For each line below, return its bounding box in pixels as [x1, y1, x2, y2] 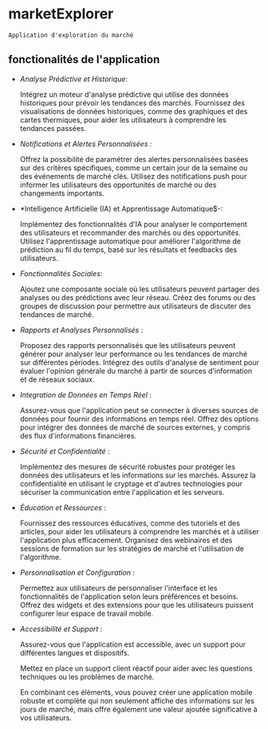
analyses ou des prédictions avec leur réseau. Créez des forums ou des [19, 292, 256, 302]
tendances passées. [19, 123, 86, 133]
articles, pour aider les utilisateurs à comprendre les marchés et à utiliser [19, 526, 259, 536]
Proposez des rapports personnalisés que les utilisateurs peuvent [19, 340, 236, 350]
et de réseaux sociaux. [19, 374, 95, 384]
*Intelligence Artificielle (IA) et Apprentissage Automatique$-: [19, 204, 223, 213]
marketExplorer [8, 5, 114, 23]
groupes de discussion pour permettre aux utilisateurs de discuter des [19, 301, 251, 311]
